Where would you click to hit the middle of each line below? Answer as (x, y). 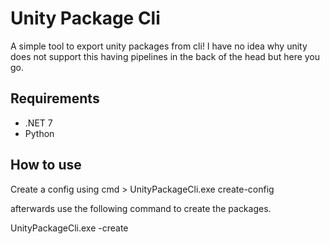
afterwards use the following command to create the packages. (141, 208)
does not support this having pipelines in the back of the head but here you (165, 56)
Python (39, 133)
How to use (46, 165)
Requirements (55, 98)
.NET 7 (38, 123)
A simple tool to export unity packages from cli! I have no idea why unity (159, 46)
